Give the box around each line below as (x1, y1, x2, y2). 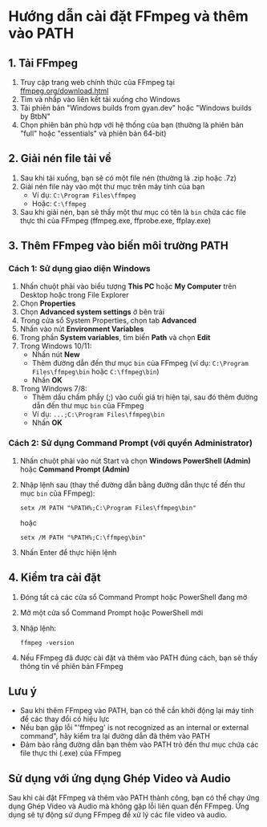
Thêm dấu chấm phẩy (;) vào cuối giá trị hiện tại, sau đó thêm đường (31, 392, 258, 402)
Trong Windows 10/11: (19, 341, 92, 351)
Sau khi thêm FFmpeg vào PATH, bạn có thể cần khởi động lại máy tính (19, 706, 254, 716)
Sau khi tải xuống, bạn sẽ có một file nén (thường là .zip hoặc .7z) (19, 172, 237, 183)
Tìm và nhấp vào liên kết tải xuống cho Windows (19, 95, 180, 103)
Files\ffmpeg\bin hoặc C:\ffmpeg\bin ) (31, 367, 160, 376)
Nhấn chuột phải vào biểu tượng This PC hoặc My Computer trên (19, 281, 237, 291)
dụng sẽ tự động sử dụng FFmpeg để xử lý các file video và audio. (8, 810, 228, 820)
